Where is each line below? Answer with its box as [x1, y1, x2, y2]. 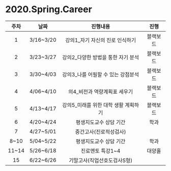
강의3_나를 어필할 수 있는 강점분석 [62, 71, 139, 78]
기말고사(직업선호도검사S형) [68, 157, 133, 164]
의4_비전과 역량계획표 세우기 [68, 88, 133, 95]
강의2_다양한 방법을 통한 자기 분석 [62, 53, 139, 61]
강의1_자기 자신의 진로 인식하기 [65, 37, 136, 44]
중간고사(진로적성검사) [75, 128, 126, 135]
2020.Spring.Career [5, 4, 93, 15]
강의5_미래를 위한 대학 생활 [62, 101, 124, 108]
